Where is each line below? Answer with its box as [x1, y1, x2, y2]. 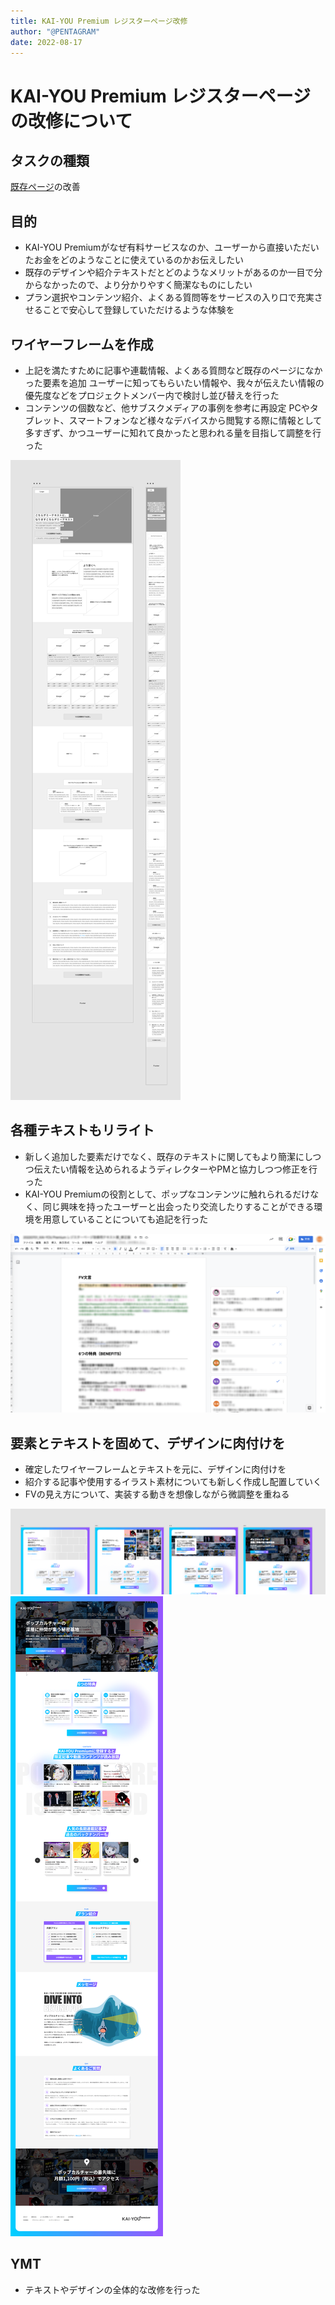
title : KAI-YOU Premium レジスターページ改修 [10, 16, 188, 26]
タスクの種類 [10, 152, 90, 169]
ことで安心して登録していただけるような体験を [42, 304, 235, 316]
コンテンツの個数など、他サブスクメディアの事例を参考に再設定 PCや [24, 402, 310, 414]
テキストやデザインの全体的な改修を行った [24, 2283, 201, 2295]
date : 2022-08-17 [10, 37, 83, 47]
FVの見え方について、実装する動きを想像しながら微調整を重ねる [24, 1488, 290, 1500]
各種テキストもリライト [10, 1122, 155, 1139]
